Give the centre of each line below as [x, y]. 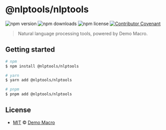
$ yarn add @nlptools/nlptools [39, 80]
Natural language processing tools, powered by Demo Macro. [83, 33]
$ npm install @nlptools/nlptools [42, 66]
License [18, 110]
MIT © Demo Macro [34, 122]
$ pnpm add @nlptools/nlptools [39, 94]
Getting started [30, 50]
